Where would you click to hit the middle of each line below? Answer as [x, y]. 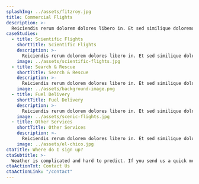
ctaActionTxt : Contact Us [38, 166]
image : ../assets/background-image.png [66, 89]
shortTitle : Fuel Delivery [50, 100]
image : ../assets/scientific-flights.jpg [68, 61]
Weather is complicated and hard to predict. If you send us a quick [99, 161]
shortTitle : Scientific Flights [57, 45]
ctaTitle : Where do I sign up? [45, 150]
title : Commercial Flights [39, 17]
